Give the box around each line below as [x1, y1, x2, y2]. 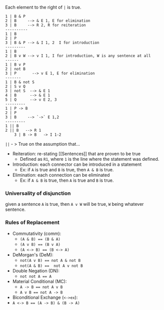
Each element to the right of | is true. [5, 5, 81, 10]
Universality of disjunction [5, 190, 71, 197]
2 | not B [5, 67, 26, 72]
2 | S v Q [5, 84, 26, 89]
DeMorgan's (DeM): [12, 251, 53, 257]
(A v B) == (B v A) [19, 242, 61, 247]
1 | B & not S [5, 80, 35, 85]
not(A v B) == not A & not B [19, 258, 81, 263]
